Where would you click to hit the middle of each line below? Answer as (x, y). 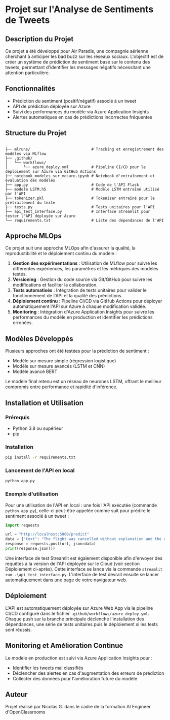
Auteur (16, 694)
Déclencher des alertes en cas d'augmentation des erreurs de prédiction (88, 673)
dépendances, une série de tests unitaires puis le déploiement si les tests (82, 624)
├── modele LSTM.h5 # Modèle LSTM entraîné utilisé (82, 189)
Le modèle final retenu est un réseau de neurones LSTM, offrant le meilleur (83, 382)
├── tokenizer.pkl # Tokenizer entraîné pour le (80, 198)
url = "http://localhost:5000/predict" (47, 535)
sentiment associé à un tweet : (37, 516)
